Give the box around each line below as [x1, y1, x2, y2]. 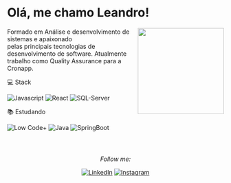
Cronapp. [7, 64, 34, 72]
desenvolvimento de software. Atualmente [7, 50, 127, 58]
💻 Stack [7, 78, 32, 86]
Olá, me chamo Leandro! [7, 5, 150, 21]
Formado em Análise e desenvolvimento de [7, 28, 130, 36]
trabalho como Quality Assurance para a [7, 56, 122, 65]
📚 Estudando [7, 107, 46, 116]
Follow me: [100, 155, 131, 163]
